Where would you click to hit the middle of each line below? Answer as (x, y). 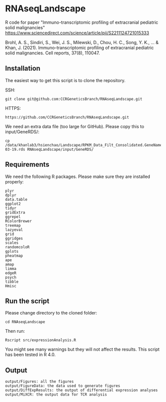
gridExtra (15, 212)
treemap (13, 225)
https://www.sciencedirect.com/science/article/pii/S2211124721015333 (77, 33)
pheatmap (14, 256)
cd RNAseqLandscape (25, 322)
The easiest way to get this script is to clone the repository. (65, 80)
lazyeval (14, 230)
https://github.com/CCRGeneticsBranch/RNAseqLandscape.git (67, 117)
